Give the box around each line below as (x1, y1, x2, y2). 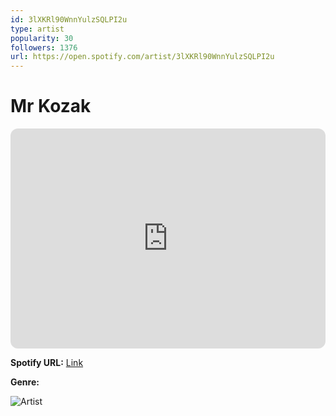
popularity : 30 (10, 33, 74, 43)
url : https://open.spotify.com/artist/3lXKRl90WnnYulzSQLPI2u (10, 52, 275, 62)
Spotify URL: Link (10, 357, 84, 369)
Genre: (10, 376, 40, 388)
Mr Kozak (10, 95, 92, 118)
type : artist (10, 24, 65, 34)
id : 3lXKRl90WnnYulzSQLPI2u (10, 14, 128, 25)
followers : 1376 (10, 42, 78, 53)
